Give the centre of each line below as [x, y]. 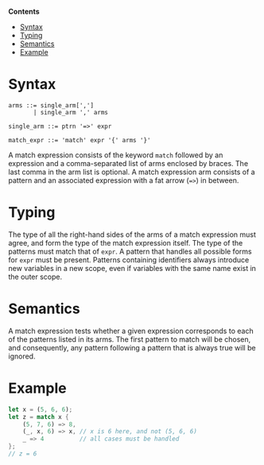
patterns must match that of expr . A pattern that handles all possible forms [130, 251]
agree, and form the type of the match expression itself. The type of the [126, 242]
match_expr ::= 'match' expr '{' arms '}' [80, 140]
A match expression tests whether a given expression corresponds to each [131, 331]
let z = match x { [39, 417]
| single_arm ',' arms [71, 112]
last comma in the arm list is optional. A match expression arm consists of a [132, 172]
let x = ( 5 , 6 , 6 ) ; [41, 409]
